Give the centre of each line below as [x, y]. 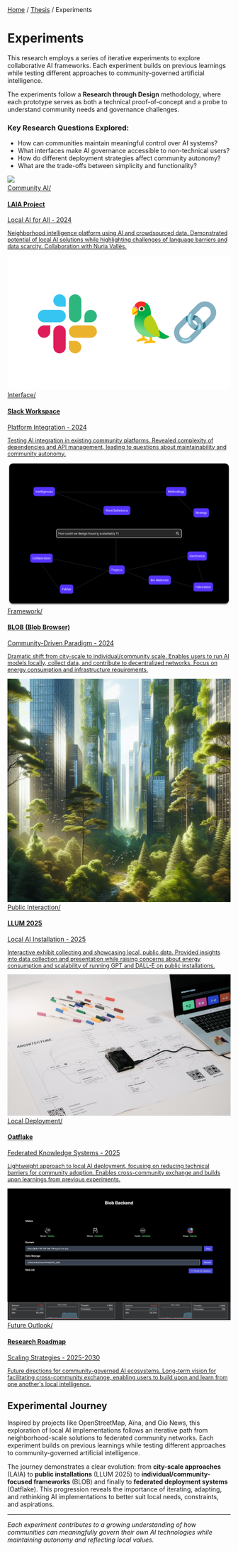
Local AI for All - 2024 [40, 220]
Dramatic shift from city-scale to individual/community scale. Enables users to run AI [118, 656]
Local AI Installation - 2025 [47, 939]
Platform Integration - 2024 [47, 427]
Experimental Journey [57, 1406]
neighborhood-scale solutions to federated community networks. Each [110, 1438]
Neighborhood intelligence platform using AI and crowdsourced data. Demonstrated [118, 233]
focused [20, 1482]
